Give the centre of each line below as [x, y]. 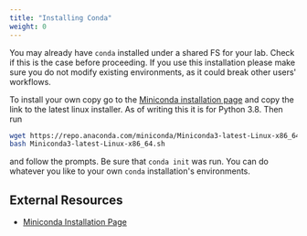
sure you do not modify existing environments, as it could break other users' [153, 72]
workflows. [31, 81]
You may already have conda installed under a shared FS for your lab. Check [152, 52]
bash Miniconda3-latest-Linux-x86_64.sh [88, 144]
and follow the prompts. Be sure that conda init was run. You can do [139, 162]
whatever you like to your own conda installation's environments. [130, 171]
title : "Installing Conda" [61, 18]
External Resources [66, 200]
